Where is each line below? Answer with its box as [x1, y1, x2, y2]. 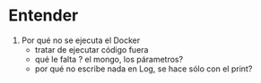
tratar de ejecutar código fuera [34, 44, 149, 54]
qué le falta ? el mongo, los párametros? [34, 54, 184, 64]
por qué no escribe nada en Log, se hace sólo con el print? [34, 63, 253, 74]
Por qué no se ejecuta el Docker [21, 35, 141, 46]
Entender [8, 5, 79, 26]
